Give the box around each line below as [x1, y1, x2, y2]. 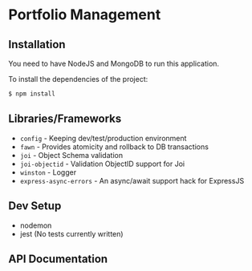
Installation [8, 38, 66, 51]
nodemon [19, 220, 52, 230]
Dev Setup [8, 199, 62, 213]
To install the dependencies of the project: [8, 75, 148, 83]
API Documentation [8, 252, 108, 265]
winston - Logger [19, 167, 77, 177]
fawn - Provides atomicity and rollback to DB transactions [19, 142, 209, 152]
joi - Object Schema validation [19, 150, 123, 160]
